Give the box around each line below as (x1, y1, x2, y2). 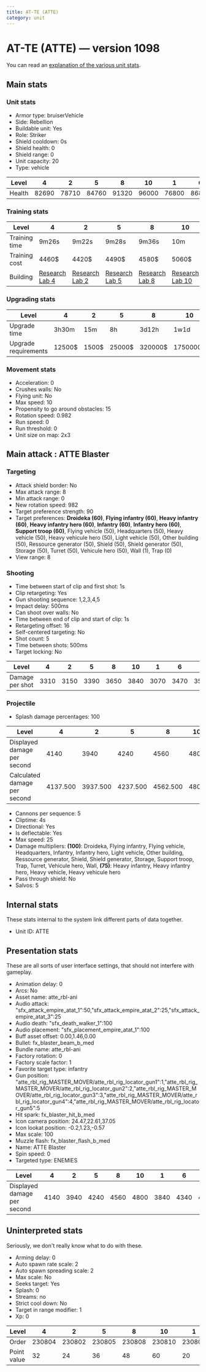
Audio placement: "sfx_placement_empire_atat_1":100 (15, 1026, 150, 1033)
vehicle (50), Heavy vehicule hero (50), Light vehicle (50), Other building (15, 534, 199, 541)
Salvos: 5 (15, 881, 39, 889)
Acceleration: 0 (15, 379, 54, 387)
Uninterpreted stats (6, 1226, 83, 1236)
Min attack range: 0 (15, 494, 65, 502)
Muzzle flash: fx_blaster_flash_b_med (15, 1137, 110, 1144)
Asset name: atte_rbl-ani (15, 993, 78, 1001)
